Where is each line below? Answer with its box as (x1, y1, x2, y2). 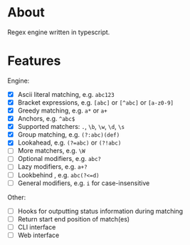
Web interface (17, 231, 60, 239)
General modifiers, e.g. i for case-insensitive (17, 179, 150, 187)
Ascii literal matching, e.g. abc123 (17, 90, 115, 98)
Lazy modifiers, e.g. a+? (17, 162, 88, 171)
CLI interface (17, 222, 56, 231)
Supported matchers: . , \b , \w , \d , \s (17, 123, 125, 131)
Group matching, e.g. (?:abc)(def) (17, 130, 120, 139)
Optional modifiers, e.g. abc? (17, 155, 102, 163)
